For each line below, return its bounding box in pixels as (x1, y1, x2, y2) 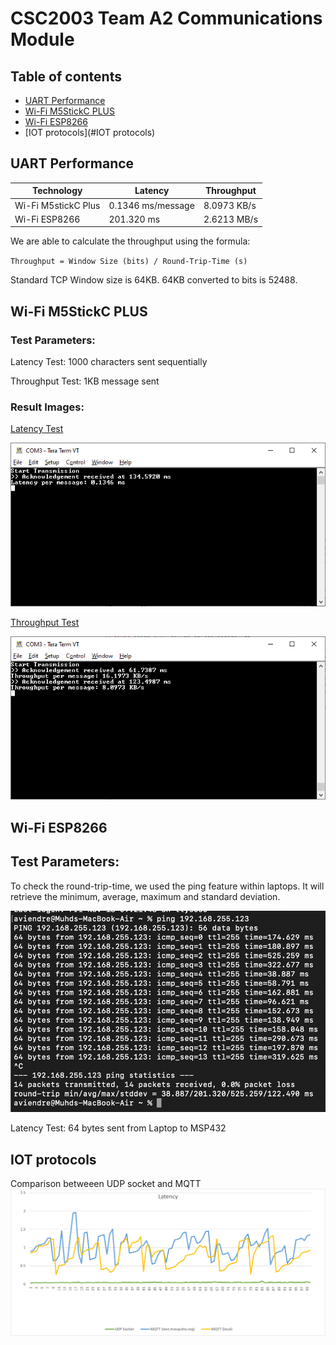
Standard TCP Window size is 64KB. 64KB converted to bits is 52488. (10, 274, 298, 286)
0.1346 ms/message (108, 199, 195, 211)
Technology (31, 185, 83, 197)
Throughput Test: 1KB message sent (10, 375, 160, 387)
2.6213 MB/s (203, 213, 259, 225)
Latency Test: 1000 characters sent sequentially (10, 356, 208, 367)
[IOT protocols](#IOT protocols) (24, 127, 156, 138)
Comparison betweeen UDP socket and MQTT (10, 1178, 202, 1190)
